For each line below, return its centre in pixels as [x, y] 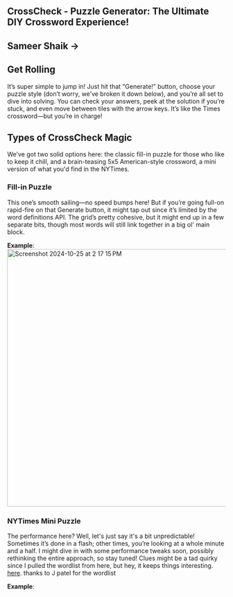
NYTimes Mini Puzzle [44, 521]
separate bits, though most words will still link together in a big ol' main [109, 224]
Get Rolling [31, 70]
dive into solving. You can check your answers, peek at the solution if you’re [116, 101]
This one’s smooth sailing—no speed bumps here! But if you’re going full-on [115, 202]
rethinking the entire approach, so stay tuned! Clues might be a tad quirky [113, 558]
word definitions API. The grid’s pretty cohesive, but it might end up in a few [115, 217]
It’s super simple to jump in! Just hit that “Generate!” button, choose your [111, 86]
